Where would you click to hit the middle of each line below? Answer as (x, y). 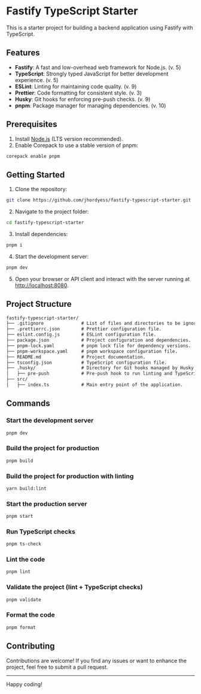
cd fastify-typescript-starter (45, 223)
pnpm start (20, 517)
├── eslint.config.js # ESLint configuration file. (81, 335)
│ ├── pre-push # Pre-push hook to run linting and (89, 374)
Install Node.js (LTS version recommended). (69, 138)
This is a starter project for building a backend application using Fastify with (100, 28)
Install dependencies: (41, 234)
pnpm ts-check (24, 544)
